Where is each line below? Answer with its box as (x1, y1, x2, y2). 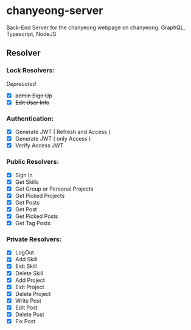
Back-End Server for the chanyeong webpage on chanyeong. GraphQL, (6, 24, 186, 31)
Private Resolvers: (6, 235, 62, 244)
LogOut (15, 249, 35, 256)
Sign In (15, 171, 33, 178)
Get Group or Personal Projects (15, 185, 94, 192)
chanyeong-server (6, 4, 103, 18)
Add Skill (15, 256, 38, 263)
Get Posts (15, 198, 40, 206)
